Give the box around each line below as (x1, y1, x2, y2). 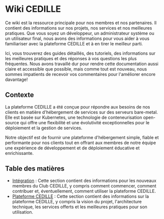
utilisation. (12, 209, 33, 215)
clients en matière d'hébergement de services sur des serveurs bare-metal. (5, 109, 158, 115)
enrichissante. (5, 150, 34, 156)
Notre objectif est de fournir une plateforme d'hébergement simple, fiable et (5, 134, 159, 140)
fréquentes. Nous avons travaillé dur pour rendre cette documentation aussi (5, 61, 159, 67)
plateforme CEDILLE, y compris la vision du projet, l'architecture (12, 198, 142, 204)
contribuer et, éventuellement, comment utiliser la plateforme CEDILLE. (12, 188, 156, 194)
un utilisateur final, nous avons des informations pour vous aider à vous (5, 36, 150, 41)
